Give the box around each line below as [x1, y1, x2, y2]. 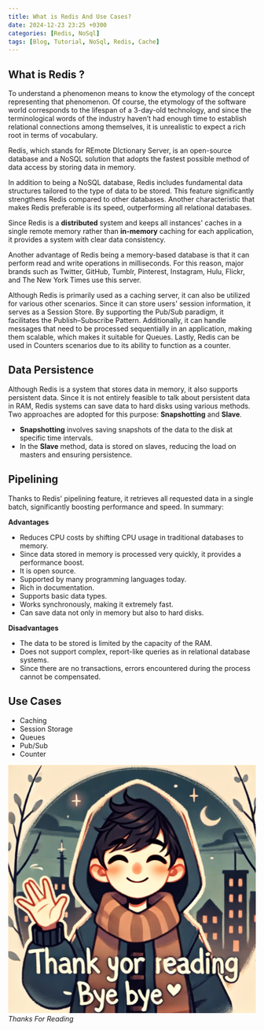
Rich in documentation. [19, 583, 95, 592]
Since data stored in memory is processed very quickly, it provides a [19, 549, 242, 558]
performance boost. [19, 558, 85, 567]
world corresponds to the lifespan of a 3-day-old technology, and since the [8, 106, 251, 115]
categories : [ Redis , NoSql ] [8, 29, 101, 37]
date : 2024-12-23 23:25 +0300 [8, 20, 108, 29]
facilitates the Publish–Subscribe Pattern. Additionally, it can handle [8, 316, 226, 325]
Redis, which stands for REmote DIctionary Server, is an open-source [8, 146, 232, 155]
